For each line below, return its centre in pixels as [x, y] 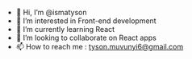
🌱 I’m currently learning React [65, 29]
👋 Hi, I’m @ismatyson [51, 12]
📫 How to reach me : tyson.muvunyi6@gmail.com [100, 47]
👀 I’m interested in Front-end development [86, 21]
